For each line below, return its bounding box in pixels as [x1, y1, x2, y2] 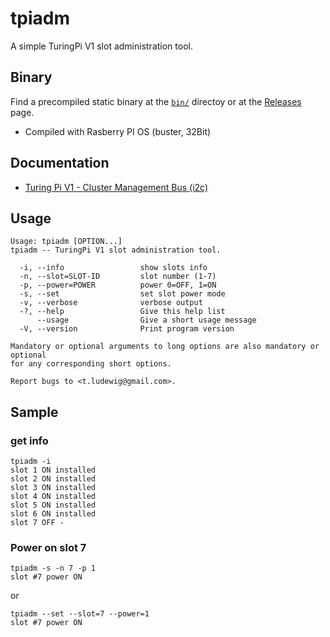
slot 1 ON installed [10, 465, 97, 476]
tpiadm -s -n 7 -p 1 [10, 563, 97, 574]
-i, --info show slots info [19, 263, 208, 273]
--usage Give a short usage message [36, 315, 257, 326]
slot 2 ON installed [10, 474, 97, 484]
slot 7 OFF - [10, 518, 65, 528]
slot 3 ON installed [10, 483, 97, 493]
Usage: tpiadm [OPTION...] [10, 237, 123, 247]
